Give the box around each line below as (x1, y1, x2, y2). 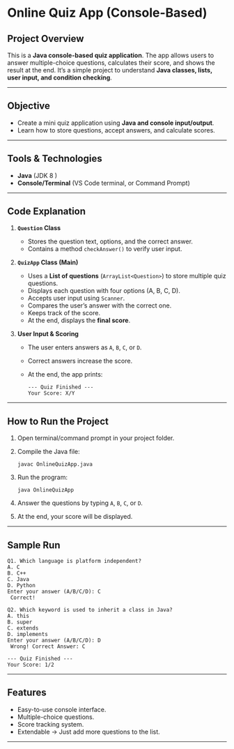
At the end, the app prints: (27, 370, 103, 379)
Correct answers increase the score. (27, 357, 133, 365)
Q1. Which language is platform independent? (7, 558, 141, 565)
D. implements (7, 631, 49, 638)
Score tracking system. (17, 720, 84, 728)
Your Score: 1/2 (7, 661, 54, 669)
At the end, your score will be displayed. (17, 513, 133, 521)
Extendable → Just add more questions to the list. (17, 727, 160, 736)
